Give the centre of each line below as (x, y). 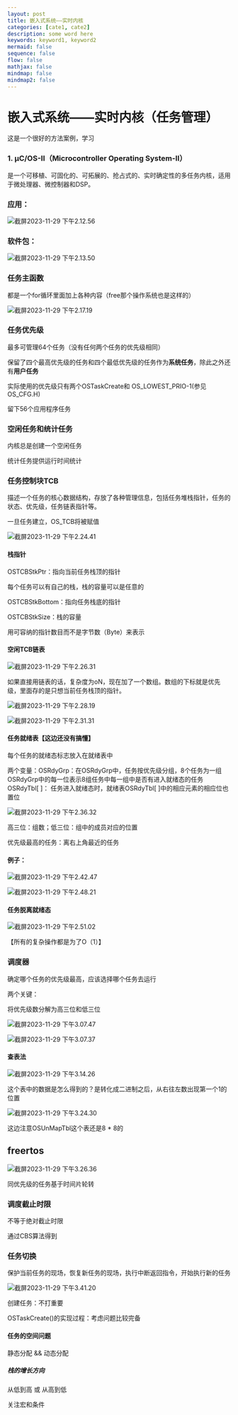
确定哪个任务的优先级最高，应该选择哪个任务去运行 (82, 979)
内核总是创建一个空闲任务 (45, 446)
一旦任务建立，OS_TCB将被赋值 (53, 522)
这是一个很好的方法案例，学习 (51, 138)
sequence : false (31, 54)
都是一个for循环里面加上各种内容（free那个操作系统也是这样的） (101, 295)
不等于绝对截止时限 (35, 1221)
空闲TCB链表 (26, 650)
